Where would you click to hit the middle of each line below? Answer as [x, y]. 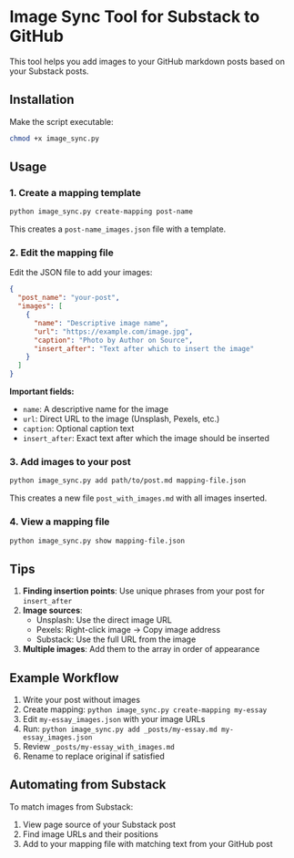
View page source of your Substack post [99, 824]
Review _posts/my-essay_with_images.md [98, 747]
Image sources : [53, 610]
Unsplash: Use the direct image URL [104, 620]
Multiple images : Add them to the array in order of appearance [141, 649]
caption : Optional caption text [78, 429]
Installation [42, 100]
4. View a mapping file [60, 522]
